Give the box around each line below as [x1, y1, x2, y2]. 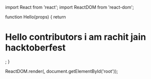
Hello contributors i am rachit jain [5, 31, 146, 43]
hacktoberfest [5, 42, 66, 53]
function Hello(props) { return [5, 14, 66, 19]
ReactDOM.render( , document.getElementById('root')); [5, 68, 118, 74]
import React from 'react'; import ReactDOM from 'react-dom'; [5, 4, 134, 10]
